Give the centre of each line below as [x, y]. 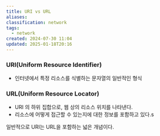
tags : [13, 28]
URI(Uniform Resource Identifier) [54, 64]
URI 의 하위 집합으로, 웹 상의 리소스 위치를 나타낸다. [74, 107]
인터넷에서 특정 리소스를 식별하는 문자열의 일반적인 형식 [78, 78]
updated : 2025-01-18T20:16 [39, 45]
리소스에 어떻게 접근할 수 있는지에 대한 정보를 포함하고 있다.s [84, 114]
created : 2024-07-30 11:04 [39, 39]
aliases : [17, 17]
